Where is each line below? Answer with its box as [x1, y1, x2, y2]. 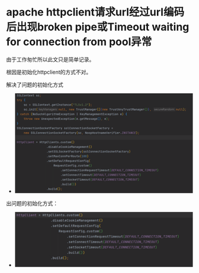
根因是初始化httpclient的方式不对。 [6, 68, 92, 75]
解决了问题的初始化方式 [6, 81, 63, 88]
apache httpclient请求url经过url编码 [6, 5, 185, 19]
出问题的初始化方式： [6, 200, 58, 207]
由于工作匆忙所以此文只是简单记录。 [6, 56, 95, 63]
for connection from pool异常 [6, 35, 152, 49]
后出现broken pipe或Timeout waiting [6, 20, 190, 34]
